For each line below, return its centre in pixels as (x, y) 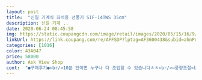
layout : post (23, 12)
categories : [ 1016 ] (31, 46)
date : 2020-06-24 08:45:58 (40, 29)
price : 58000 (23, 57)
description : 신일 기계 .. (38, 23)
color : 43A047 (24, 51)
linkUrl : (17, 40)
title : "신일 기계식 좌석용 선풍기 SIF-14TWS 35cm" (67, 17)
